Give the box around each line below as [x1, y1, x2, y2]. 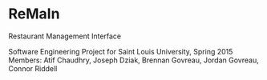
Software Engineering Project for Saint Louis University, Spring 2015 [8, 46, 233, 56]
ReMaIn [8, 5, 60, 23]
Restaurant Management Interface [8, 31, 122, 41]
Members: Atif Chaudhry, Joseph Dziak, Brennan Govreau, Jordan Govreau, [8, 55, 259, 65]
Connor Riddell [8, 63, 58, 73]
